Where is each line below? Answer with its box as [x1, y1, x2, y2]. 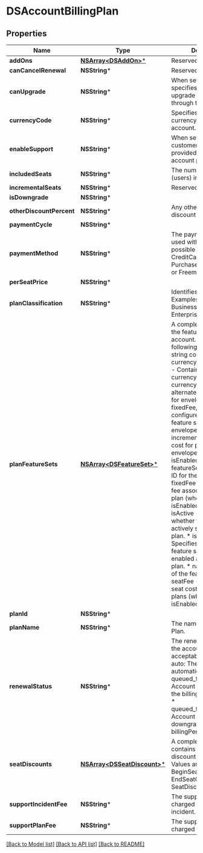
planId [9, 609, 28, 618]
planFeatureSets [9, 460, 58, 468]
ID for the [171, 472, 198, 479]
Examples [171, 295, 199, 303]
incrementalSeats [9, 183, 62, 192]
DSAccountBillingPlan [6, 4, 119, 18]
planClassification [9, 299, 63, 307]
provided [171, 149, 197, 157]
